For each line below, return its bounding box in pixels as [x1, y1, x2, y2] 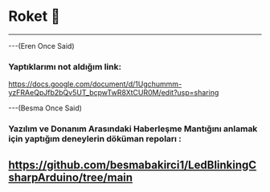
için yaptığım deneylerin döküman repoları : [8, 134, 182, 145]
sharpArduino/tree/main [8, 170, 133, 184]
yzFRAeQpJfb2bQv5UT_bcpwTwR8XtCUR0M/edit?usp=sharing [8, 88, 219, 98]
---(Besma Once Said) [8, 103, 83, 113]
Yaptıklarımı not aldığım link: [8, 61, 122, 72]
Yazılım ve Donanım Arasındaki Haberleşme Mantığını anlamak [8, 123, 258, 134]
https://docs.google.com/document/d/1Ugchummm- [8, 79, 182, 89]
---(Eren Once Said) [8, 41, 75, 50]
